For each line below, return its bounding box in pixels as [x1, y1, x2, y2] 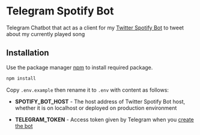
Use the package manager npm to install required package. [6, 64, 153, 71]
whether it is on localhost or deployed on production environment [14, 104, 177, 112]
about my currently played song [6, 30, 85, 37]
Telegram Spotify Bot [6, 4, 114, 18]
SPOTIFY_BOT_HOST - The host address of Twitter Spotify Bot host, [14, 98, 186, 105]
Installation [6, 48, 49, 58]
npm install [6, 75, 36, 82]
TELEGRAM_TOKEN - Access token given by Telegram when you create [14, 116, 194, 123]
